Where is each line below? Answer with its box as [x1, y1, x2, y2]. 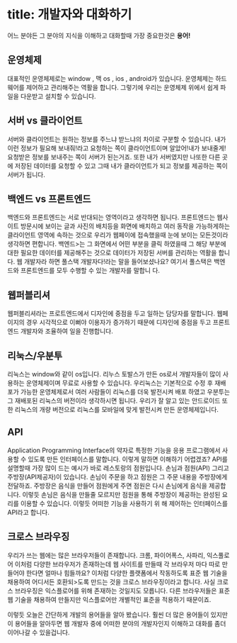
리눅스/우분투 [7, 350, 63, 362]
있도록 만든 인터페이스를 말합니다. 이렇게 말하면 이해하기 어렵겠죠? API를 [28, 454, 228, 463]
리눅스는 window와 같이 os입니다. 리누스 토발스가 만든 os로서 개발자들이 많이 [7, 370, 221, 378]
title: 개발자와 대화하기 [7, 6, 132, 23]
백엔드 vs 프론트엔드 [7, 193, 91, 205]
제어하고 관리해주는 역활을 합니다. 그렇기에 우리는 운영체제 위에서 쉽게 [25, 83, 219, 91]
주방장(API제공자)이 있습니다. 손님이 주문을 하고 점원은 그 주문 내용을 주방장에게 [7, 472, 228, 481]
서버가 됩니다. [7, 170, 46, 179]
